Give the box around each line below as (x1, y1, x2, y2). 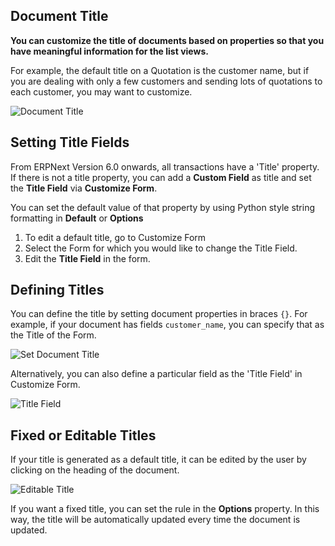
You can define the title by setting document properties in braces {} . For (10, 308, 308, 320)
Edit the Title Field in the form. (24, 252, 151, 264)
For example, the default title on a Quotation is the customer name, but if (10, 64, 310, 76)
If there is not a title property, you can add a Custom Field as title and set (10, 171, 312, 183)
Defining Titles (10, 282, 105, 299)
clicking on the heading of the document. (10, 464, 180, 476)
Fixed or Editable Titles (10, 427, 157, 444)
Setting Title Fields (10, 134, 130, 151)
